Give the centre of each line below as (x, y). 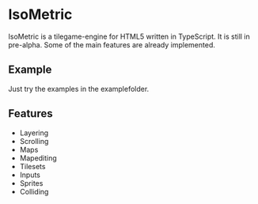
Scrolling (34, 141)
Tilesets (32, 166)
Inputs (30, 175)
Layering (34, 133)
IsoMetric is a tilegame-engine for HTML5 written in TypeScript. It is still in (129, 36)
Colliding (34, 191)
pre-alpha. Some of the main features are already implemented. (112, 44)
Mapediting (38, 158)
